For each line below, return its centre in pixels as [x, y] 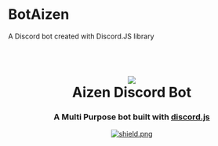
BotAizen [39, 15]
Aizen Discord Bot [132, 93]
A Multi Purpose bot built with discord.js [132, 117]
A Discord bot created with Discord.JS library [81, 36]
